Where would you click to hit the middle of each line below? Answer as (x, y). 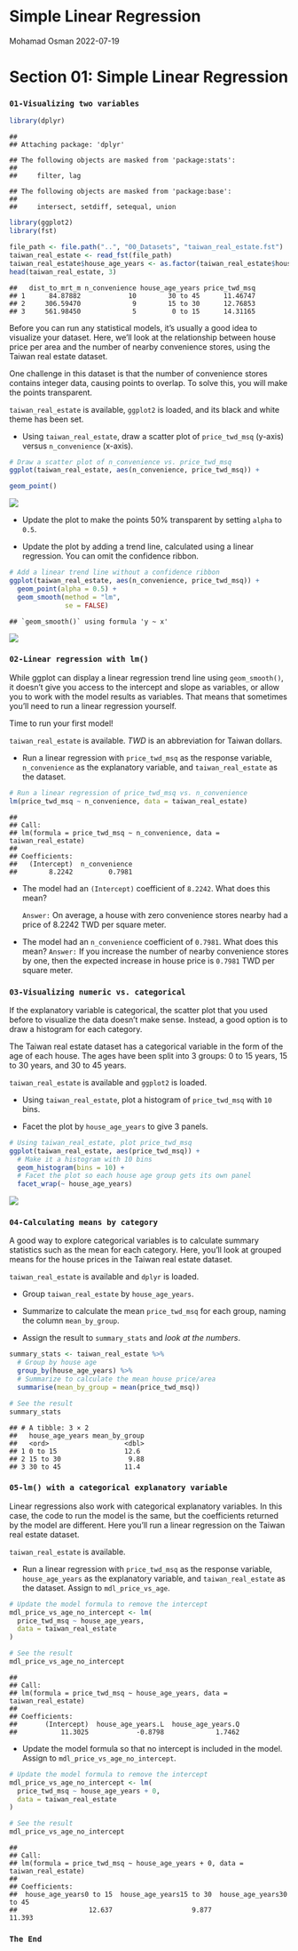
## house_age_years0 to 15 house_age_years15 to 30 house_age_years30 (149, 1895)
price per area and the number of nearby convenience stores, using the (140, 347)
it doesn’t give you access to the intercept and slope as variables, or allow (145, 687)
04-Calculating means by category (83, 1222)
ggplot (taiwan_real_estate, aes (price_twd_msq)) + (105, 1151)
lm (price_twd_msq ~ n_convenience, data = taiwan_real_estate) (129, 801)
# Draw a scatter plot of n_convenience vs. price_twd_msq (121, 462)
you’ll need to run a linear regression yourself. (93, 705)
